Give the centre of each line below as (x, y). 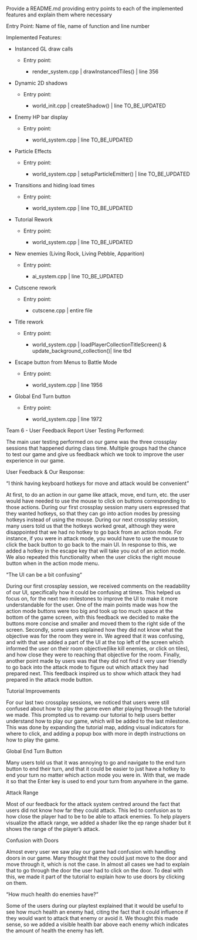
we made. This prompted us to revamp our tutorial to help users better (91, 715)
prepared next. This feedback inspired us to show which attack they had (94, 673)
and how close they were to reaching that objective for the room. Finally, (93, 655)
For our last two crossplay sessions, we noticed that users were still (88, 702)
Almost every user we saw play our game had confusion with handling (91, 852)
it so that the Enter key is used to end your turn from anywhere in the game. (97, 781)
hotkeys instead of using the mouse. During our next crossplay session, (93, 520)
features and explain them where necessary (59, 15)
